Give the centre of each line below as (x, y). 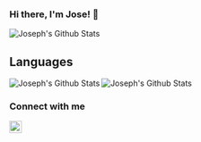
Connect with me (47, 106)
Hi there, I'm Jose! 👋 (54, 14)
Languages (41, 62)
